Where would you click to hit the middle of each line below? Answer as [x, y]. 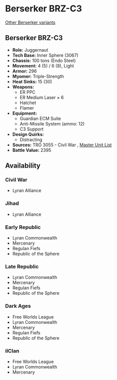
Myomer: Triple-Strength [38, 76]
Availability [23, 166]
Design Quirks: [28, 134]
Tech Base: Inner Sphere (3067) [45, 55]
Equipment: [25, 113]
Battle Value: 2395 [32, 150]
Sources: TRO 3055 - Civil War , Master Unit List [62, 145]
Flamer [27, 108]
